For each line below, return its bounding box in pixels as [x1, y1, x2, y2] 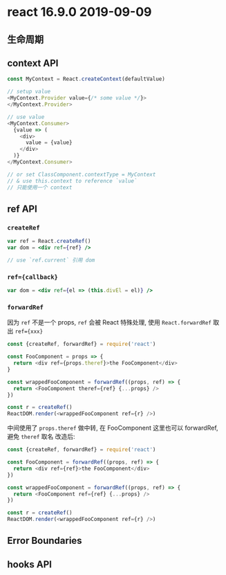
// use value [7, 113, 45, 120]
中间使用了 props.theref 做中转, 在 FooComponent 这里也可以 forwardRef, [7, 423, 219, 432]
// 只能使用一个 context [7, 184, 73, 191]
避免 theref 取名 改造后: [7, 432, 75, 441]
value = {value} [25, 139, 73, 146]
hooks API [7, 558, 52, 570]
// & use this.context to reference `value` [7, 177, 138, 184]
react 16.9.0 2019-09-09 [7, 4, 152, 20]
